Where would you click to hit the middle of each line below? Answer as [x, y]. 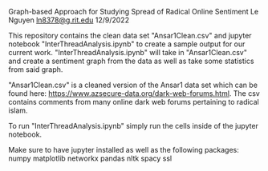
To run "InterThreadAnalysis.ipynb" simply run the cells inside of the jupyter [134, 126]
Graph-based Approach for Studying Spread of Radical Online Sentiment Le [134, 12]
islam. [18, 110]
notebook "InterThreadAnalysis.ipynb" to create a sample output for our [127, 44]
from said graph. [36, 70]
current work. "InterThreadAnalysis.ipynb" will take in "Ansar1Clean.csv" [128, 52]
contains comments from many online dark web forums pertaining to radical [134, 102]
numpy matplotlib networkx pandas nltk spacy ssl [90, 158]
